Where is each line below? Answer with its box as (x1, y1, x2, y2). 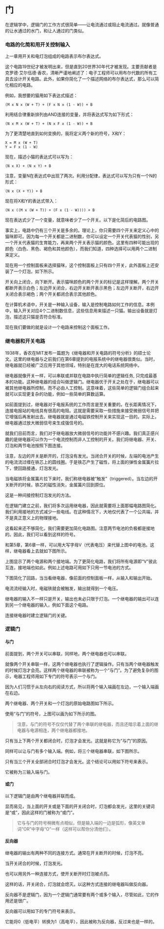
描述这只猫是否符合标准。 (13, 314, 65, 320)
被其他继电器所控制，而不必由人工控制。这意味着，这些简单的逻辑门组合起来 (5, 385, 159, 390)
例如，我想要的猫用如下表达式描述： (5, 93, 78, 99)
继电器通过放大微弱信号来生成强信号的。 (5, 420, 86, 426)
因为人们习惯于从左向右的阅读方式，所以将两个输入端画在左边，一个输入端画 (5, 684, 159, 690)
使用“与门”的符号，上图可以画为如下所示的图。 (5, 711, 99, 717)
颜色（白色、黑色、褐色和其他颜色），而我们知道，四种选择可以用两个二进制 (5, 246, 157, 252)
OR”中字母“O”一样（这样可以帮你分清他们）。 (23, 826, 113, 832)
